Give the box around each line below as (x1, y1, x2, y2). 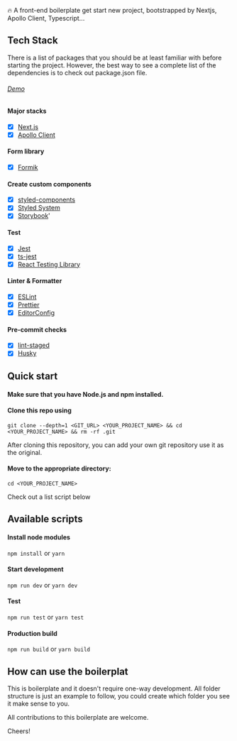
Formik (17, 163, 38, 171)
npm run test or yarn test (7, 613, 84, 621)
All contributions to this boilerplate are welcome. (7, 713, 149, 721)
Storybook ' (17, 212, 51, 220)
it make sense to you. (7, 699, 70, 708)
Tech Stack (7, 35, 58, 47)
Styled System (17, 204, 60, 212)
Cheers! (7, 727, 31, 735)
